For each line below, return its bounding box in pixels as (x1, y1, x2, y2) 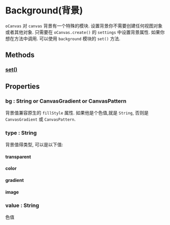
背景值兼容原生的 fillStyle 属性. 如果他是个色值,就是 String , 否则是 (5, 109, 149, 116)
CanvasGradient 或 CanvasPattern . (5, 116, 76, 122)
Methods (5, 51, 35, 60)
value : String (5, 201, 39, 209)
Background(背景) (5, 5, 83, 16)
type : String (5, 129, 37, 136)
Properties (5, 82, 40, 90)
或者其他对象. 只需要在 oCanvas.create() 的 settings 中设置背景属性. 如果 (5, 29, 160, 35)
